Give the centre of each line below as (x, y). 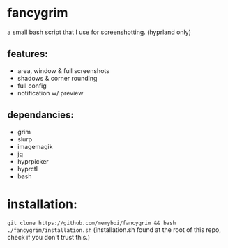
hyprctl (28, 169)
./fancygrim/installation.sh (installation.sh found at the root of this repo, (114, 230)
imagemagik (35, 146)
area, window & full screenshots (63, 70)
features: (28, 54)
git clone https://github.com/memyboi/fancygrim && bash (92, 223)
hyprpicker (33, 161)
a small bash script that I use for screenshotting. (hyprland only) (99, 32)
